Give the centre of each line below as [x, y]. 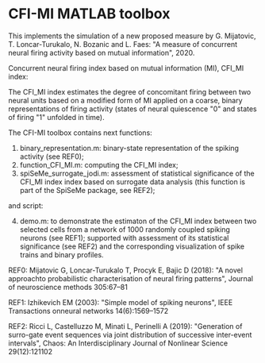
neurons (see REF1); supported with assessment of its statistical [124, 237]
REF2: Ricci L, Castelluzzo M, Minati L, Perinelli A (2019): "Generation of [125, 326]
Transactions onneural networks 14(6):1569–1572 [88, 311]
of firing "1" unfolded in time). [56, 117]
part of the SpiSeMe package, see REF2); [87, 190]
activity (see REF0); [52, 156]
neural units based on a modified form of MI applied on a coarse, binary [125, 100]
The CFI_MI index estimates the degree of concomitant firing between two [130, 91]
